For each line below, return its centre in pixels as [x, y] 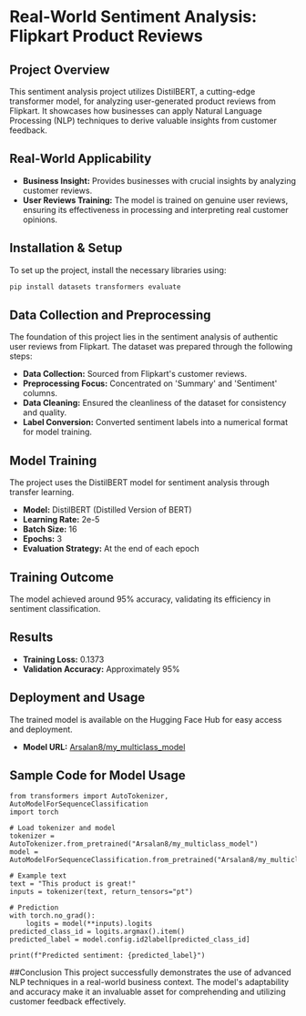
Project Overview [60, 70]
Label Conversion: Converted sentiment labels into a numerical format [155, 422]
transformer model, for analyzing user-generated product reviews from [143, 101]
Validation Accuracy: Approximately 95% [101, 669]
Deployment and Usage [77, 698]
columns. [40, 393]
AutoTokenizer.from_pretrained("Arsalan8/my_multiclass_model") [134, 844]
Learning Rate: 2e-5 [61, 520]
